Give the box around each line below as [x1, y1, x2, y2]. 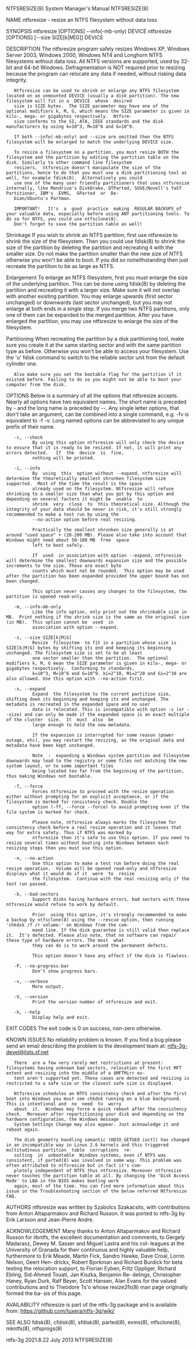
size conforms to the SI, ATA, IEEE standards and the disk [13, 118, 164, 124]
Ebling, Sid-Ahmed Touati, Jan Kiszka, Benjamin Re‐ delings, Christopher [6, 1271, 181, 1278]
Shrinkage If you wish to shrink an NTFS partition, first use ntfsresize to [6, 232, 178, 238]
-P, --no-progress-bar [13, 963, 69, 969]
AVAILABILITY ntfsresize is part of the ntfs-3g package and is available [6, 1301, 177, 1308]
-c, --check [13, 435, 43, 440]
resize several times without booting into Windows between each [6, 840, 169, 846]
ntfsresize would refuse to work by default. [6, 901, 119, 907]
